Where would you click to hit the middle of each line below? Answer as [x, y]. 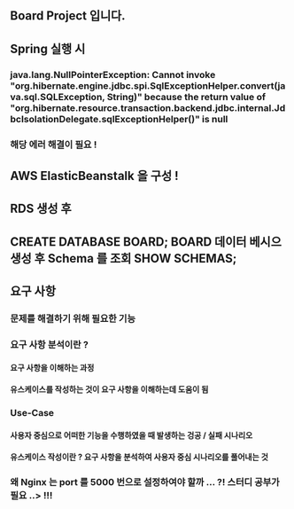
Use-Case [32, 413]
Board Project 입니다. [68, 16]
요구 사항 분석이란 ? [50, 345]
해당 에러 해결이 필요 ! [54, 145]
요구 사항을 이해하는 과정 [52, 367]
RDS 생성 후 [41, 209]
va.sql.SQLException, [58, 97]
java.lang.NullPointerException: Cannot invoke [113, 74]
